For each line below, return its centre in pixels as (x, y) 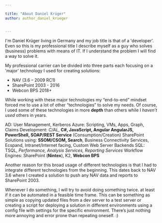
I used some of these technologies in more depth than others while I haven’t (81, 110)
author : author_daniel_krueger (37, 18)
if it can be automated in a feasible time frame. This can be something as (78, 195)
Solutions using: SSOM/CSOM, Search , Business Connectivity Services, (77, 140)
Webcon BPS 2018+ (32, 90)
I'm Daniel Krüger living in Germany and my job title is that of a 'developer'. (79, 40)
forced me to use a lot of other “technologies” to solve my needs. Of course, (81, 105)
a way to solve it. (22, 56)
